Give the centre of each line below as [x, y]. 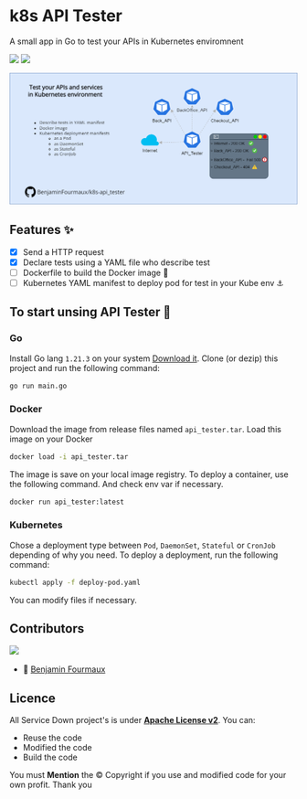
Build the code [50, 757]
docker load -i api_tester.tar [69, 457]
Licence [33, 698]
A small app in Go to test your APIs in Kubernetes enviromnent [127, 41]
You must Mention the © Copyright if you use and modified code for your [148, 775]
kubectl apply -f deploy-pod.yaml [75, 582]
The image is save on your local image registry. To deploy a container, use [149, 474]
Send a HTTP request [64, 251]
